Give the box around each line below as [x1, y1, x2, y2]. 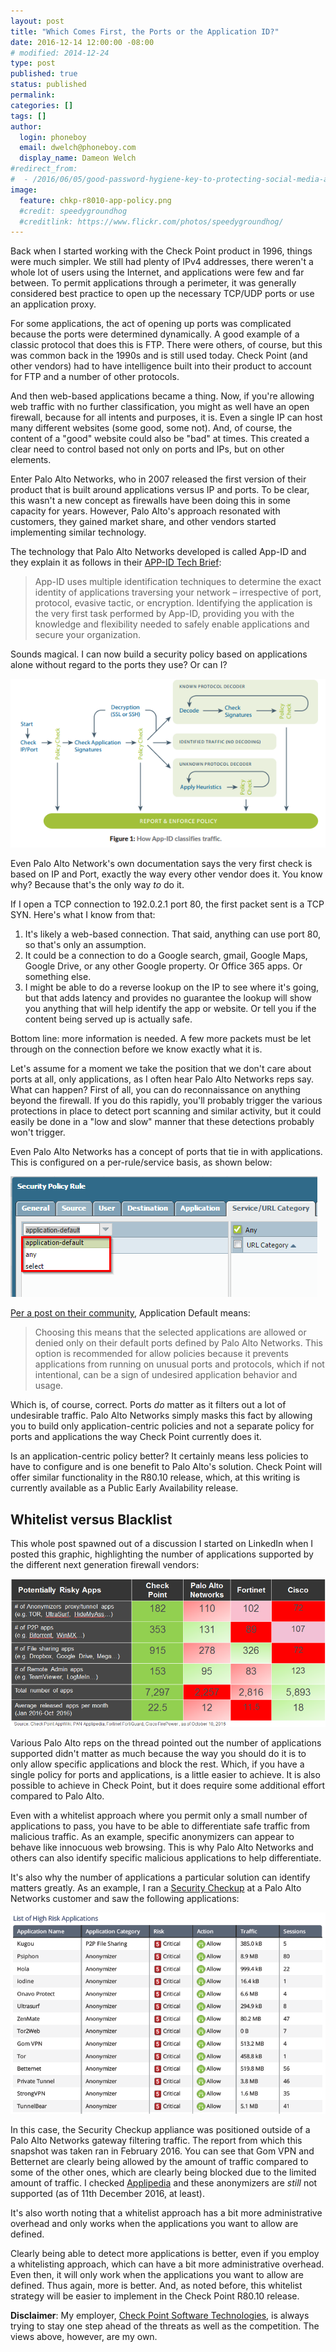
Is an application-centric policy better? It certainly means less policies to [10, 1450, 309, 1462]
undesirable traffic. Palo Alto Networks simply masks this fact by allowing [10, 1410, 313, 1422]
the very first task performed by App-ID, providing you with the [34, 608, 295, 620]
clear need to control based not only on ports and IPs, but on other [10, 443, 285, 455]
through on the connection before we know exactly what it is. [10, 1043, 263, 1055]
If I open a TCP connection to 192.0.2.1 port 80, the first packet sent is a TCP [10, 898, 325, 910]
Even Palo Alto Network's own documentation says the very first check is [10, 858, 313, 870]
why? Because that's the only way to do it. [10, 879, 185, 891]
